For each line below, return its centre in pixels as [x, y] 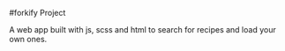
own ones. [28, 39]
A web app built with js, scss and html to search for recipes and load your [142, 29]
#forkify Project [37, 13]
